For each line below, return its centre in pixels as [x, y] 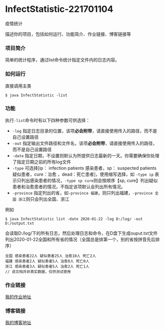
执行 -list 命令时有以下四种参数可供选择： [48, 120]
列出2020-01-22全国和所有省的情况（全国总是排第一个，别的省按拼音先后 [80, 239]
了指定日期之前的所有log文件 [42, 162]
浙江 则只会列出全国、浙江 [44, 199]
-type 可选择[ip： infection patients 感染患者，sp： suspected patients [84, 168]
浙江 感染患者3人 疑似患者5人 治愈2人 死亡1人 [47, 266]
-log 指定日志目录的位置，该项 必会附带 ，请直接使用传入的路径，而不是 [85, 131]
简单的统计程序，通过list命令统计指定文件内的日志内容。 [62, 60]
